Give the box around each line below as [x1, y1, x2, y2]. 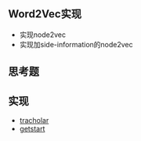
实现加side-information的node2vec [19, 39, 133, 49]
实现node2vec [19, 30, 67, 39]
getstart [19, 124, 45, 134]
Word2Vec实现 [8, 7, 82, 21]
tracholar [19, 116, 49, 125]
